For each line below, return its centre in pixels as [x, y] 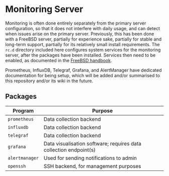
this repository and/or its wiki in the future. [49, 81]
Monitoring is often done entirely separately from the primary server [76, 23]
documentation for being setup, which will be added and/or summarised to [82, 75]
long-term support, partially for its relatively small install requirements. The [82, 44]
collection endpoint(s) [70, 150]
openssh [17, 166]
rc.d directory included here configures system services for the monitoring [83, 50]
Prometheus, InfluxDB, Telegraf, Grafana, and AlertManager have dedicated [83, 70]
